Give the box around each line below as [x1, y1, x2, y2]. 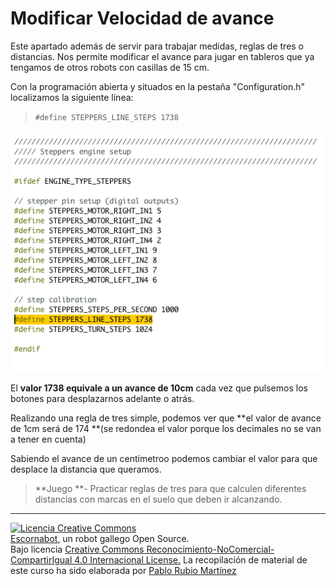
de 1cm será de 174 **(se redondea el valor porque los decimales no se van [10, 423, 322, 435]
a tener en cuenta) [10, 433, 87, 446]
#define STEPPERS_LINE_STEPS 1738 [34, 112, 179, 122]
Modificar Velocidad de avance [10, 7, 275, 30]
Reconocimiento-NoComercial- [146, 543, 275, 556]
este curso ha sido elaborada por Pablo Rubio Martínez [10, 565, 237, 577]
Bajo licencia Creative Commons [10, 543, 145, 556]
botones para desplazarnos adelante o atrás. [10, 393, 195, 405]
